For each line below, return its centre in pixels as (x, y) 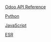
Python (12, 16)
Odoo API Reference (25, 7)
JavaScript (16, 25)
